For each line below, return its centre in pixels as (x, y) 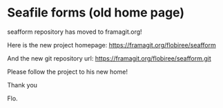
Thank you (22, 85)
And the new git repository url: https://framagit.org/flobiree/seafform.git (109, 58)
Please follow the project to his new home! (67, 72)
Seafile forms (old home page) (96, 13)
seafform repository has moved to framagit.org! (75, 32)
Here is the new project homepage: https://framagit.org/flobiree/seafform (111, 45)
